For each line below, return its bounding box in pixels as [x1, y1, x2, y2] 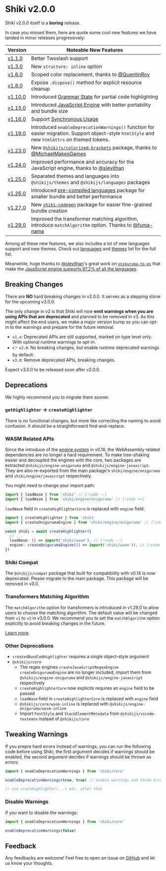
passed [19, 690, 35, 696]
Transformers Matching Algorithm [5, 593, 89, 600]
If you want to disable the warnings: [5, 810, 78, 815]
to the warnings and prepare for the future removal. [9, 324, 115, 330]
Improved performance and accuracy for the [31, 158, 134, 165]
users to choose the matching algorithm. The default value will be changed [5, 610, 158, 616]
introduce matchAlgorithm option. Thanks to [31, 222, 132, 229]
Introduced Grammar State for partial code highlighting [31, 93, 158, 100]
